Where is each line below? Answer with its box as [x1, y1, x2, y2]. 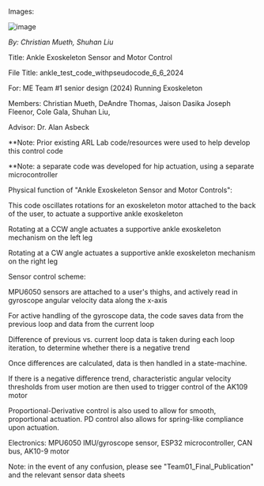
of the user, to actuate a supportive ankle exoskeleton [8, 209, 183, 218]
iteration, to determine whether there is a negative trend [8, 344, 190, 352]
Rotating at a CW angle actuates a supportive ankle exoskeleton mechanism [8, 249, 255, 257]
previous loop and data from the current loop [8, 320, 155, 328]
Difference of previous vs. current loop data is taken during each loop [8, 335, 235, 344]
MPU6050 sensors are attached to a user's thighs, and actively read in [8, 287, 239, 296]
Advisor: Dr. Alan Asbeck [8, 123, 89, 131]
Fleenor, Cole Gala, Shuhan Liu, [8, 107, 111, 116]
